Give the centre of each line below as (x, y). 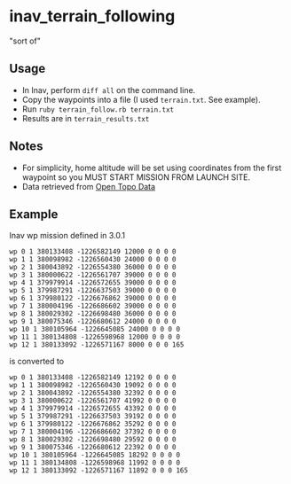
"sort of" (25, 41)
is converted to (37, 362)
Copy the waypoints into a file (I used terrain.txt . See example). (141, 99)
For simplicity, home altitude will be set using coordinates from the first (152, 168)
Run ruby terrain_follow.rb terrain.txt (98, 109)
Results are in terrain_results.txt (86, 118)
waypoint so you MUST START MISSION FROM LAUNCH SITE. (136, 177)
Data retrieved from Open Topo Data (89, 186)
